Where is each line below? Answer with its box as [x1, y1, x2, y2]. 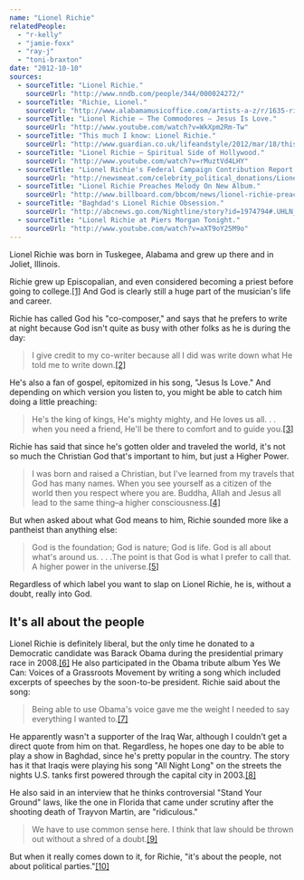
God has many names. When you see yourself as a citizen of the [31, 478, 272, 488]
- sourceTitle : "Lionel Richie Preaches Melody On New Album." [17, 182, 261, 191]
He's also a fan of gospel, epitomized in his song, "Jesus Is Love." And [9, 377, 271, 388]
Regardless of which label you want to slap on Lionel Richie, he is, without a [9, 578, 291, 589]
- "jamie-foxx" [17, 38, 75, 48]
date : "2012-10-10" [9, 64, 83, 73]
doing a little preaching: [9, 396, 98, 407]
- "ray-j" [17, 47, 54, 56]
